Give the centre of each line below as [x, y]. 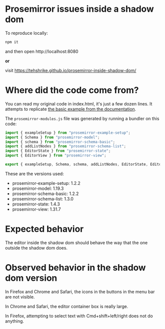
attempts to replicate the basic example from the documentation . [71, 109]
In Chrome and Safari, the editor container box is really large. [67, 306]
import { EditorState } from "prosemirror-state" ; [58, 151]
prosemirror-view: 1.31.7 [37, 209]
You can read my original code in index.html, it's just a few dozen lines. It [79, 103]
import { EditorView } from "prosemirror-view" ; [56, 155]
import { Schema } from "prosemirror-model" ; [52, 137]
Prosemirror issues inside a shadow [80, 9]
